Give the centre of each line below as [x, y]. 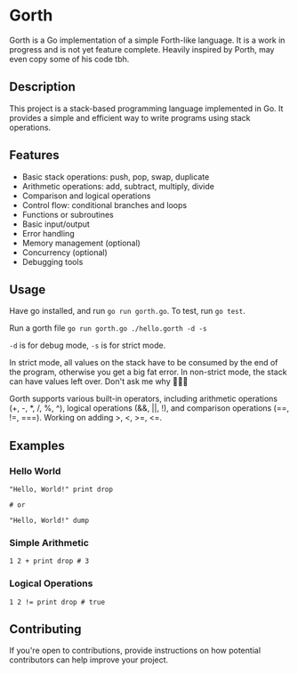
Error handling [48, 233]
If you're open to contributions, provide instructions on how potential [135, 651]
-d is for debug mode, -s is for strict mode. [88, 345]
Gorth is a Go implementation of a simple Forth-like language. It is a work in [147, 40]
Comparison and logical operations [86, 196]
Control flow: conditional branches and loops [105, 205]
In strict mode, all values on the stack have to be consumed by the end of [144, 363]
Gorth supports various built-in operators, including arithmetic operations [144, 399]
